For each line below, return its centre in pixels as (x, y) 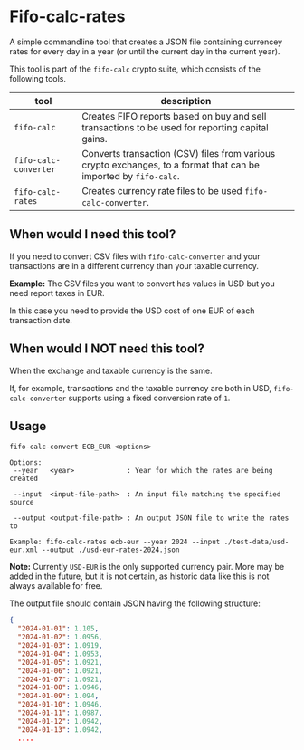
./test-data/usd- (256, 542)
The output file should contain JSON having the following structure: (135, 603)
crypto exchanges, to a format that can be (171, 165)
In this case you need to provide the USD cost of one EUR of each (132, 311)
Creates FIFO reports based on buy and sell (174, 116)
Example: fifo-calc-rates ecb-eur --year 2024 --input (115, 542)
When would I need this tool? (93, 234)
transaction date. (41, 320)
